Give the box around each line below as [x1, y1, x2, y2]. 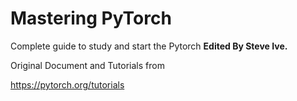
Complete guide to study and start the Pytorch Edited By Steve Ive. [10, 40, 288, 52]
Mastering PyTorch [10, 7, 172, 30]
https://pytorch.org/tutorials [10, 78, 125, 91]
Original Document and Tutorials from [10, 59, 165, 71]
